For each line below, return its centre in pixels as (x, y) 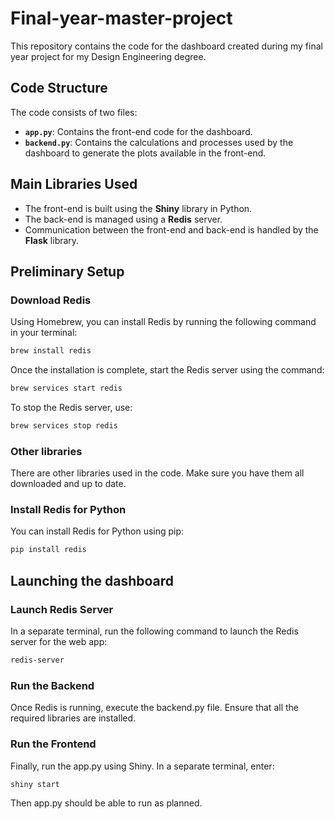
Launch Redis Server (62, 609)
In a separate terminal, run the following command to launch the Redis (154, 631)
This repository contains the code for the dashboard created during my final (166, 46)
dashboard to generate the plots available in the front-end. (145, 153)
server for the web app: (59, 642)
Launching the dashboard (92, 580)
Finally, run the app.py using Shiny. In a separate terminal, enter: (142, 766)
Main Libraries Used (74, 184)
